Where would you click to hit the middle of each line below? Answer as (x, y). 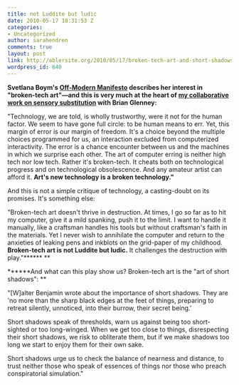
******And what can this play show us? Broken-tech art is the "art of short (118, 271)
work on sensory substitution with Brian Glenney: (82, 102)
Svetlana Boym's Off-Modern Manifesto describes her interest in (105, 87)
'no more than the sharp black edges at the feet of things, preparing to (111, 300)
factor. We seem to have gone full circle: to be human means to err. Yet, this (118, 124)
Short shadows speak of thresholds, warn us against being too (99, 322)
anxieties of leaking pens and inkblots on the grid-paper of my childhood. (115, 242)
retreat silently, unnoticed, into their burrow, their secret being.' (100, 308)
